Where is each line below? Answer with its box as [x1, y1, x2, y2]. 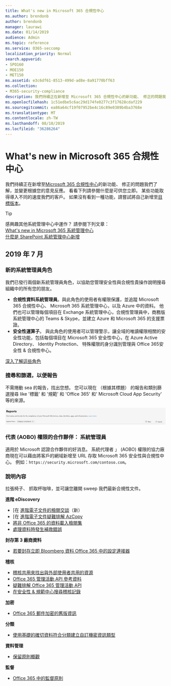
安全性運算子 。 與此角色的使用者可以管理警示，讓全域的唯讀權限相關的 [12, 328, 161, 334]
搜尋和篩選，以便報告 [5, 372, 58, 379]
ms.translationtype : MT [5, 110, 56, 116]
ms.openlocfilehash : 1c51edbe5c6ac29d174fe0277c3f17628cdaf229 [5, 99, 142, 104]
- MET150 [5, 73, 24, 78]
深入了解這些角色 [5, 358, 41, 364]
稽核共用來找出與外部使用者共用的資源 [12, 569, 93, 575]
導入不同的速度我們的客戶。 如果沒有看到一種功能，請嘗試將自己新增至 [9, 194, 158, 200]
